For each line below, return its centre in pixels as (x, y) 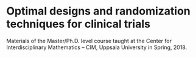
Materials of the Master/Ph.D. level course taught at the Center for (89, 41)
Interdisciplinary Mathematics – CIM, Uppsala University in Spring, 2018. (97, 47)
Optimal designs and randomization (98, 11)
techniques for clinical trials (79, 24)
